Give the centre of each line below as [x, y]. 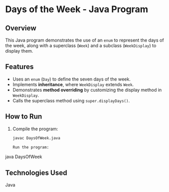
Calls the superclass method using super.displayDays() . [71, 100]
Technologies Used [36, 172]
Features [19, 67]
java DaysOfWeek [24, 157]
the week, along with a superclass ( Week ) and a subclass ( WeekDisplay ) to [81, 46]
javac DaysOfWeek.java [36, 138]
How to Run [24, 117]
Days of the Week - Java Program [77, 9]
